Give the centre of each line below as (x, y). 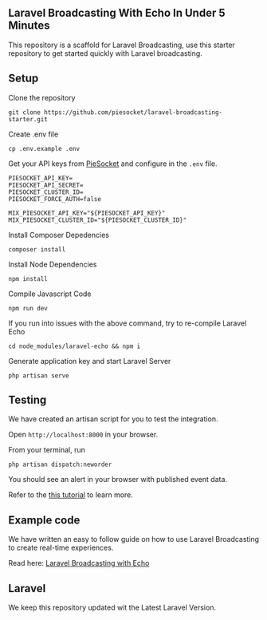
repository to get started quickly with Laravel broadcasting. (106, 53)
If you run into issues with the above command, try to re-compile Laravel (128, 323)
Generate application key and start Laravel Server (90, 361)
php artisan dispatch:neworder (60, 465)
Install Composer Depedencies (59, 235)
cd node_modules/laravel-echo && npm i (75, 346)
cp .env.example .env (44, 148)
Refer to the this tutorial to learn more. (71, 495)
